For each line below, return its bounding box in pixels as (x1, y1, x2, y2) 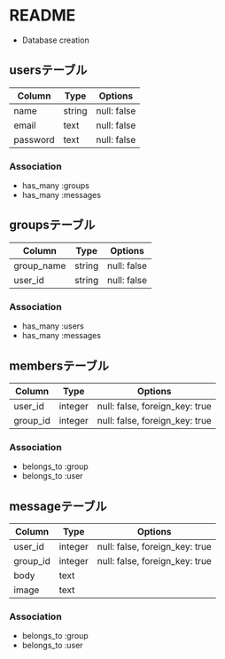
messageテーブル (9, 498, 107, 513)
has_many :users (21, 321, 84, 331)
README (9, 5, 76, 26)
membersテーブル (9, 358, 109, 373)
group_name (13, 259, 66, 272)
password (13, 133, 55, 146)
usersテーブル (9, 63, 88, 78)
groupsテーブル (9, 218, 96, 233)
